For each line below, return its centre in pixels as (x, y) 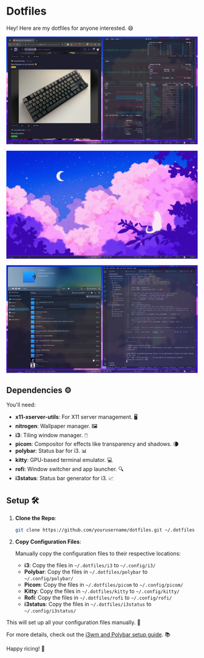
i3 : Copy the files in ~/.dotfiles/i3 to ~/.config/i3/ (90, 565)
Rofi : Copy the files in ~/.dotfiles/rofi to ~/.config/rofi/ (98, 597)
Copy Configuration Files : (48, 541)
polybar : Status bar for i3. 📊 (51, 451)
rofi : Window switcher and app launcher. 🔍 (69, 469)
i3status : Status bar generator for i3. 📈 (64, 478)
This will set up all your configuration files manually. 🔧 (73, 622)
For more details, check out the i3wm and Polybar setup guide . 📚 (89, 634)
